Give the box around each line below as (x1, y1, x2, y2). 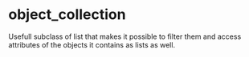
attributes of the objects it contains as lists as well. (8, 40, 175, 49)
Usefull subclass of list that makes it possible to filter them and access (8, 32, 242, 41)
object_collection (8, 6, 126, 24)
